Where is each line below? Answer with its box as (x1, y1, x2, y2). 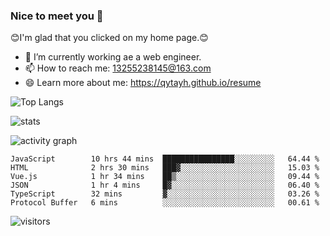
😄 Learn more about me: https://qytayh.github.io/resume (24, 77, 262, 89)
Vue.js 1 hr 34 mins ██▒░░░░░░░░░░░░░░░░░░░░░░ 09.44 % (10, 172, 320, 182)
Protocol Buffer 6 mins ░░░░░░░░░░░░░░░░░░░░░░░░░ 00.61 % (10, 198, 320, 208)
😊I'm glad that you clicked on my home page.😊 (10, 32, 209, 44)
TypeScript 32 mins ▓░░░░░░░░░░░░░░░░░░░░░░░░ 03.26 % (10, 189, 320, 199)
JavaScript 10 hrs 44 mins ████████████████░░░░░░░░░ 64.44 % (10, 154, 320, 164)
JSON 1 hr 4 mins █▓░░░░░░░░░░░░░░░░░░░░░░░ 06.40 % (10, 180, 320, 191)
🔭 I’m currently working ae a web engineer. (24, 51, 202, 63)
